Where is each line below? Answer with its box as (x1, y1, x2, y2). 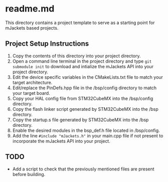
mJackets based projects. (5, 25, 59, 31)
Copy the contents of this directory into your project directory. (12, 53, 141, 59)
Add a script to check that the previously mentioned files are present (12, 166, 154, 172)
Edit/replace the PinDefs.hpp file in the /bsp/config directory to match (12, 85, 157, 91)
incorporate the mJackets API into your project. (12, 138, 110, 144)
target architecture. (12, 79, 53, 85)
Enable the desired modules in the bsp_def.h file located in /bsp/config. (12, 127, 160, 133)
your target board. (12, 90, 50, 96)
